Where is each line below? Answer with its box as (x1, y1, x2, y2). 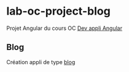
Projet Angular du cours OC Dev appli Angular (6, 24, 123, 32)
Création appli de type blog (6, 58, 76, 65)
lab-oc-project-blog (6, 4, 111, 18)
